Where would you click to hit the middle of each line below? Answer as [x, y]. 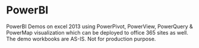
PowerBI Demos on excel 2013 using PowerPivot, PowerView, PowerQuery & [99, 26]
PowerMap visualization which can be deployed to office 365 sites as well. [97, 32]
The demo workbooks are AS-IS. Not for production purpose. [81, 39]
